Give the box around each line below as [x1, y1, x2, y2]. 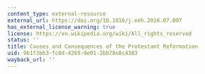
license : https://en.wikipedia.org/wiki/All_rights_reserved [7, 30, 192, 37]
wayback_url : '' [7, 56, 55, 63]
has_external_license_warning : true [7, 23, 116, 30]
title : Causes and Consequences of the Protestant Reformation [7, 43, 199, 50]
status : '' [7, 37, 40, 44]
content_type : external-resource [7, 10, 106, 18]
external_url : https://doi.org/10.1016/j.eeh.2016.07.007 [7, 17, 182, 24]
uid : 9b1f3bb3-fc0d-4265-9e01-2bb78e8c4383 [7, 50, 138, 57]
